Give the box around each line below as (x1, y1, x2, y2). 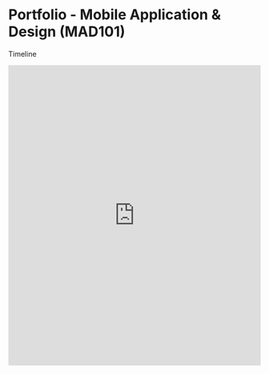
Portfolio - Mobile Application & (8, 6, 222, 24)
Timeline (8, 49, 38, 58)
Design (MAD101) (8, 22, 126, 41)
